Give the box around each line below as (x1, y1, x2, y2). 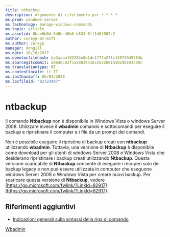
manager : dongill (5, 46, 42, 51)
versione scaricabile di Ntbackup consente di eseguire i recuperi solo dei (5, 160, 160, 166)
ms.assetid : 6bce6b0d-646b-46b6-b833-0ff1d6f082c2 (5, 31, 115, 36)
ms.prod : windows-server (5, 17, 58, 22)
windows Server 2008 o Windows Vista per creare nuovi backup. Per (5, 171, 151, 177)
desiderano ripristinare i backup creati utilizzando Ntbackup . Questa (5, 155, 150, 161)
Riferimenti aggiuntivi (5, 203, 76, 211)
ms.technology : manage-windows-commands (5, 21, 93, 27)
